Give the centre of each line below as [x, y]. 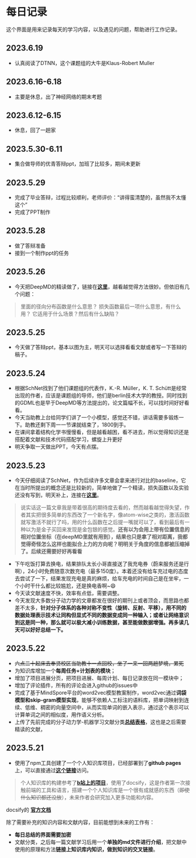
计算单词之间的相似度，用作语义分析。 [61, 715]
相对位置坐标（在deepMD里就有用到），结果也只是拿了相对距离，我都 [104, 537]
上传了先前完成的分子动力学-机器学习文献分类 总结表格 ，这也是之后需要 [100, 722]
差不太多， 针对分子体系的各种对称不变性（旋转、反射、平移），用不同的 [100, 608]
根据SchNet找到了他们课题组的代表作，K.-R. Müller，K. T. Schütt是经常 [100, 388]
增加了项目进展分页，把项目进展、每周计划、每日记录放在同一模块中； [99, 678]
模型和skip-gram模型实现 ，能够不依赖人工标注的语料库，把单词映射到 [99, 700]
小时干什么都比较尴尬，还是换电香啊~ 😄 [68, 586]
